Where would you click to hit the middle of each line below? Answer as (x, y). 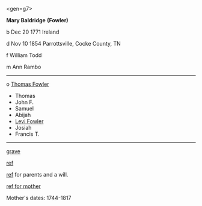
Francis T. (27, 134)
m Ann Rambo (24, 67)
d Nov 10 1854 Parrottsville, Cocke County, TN (64, 44)
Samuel (24, 108)
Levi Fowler (29, 121)
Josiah (23, 128)
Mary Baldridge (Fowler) (37, 20)
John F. (24, 102)
